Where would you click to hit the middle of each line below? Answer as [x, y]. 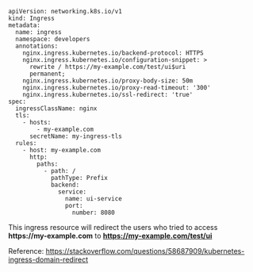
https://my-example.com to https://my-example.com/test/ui [110, 236]
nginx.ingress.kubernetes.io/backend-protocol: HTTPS [113, 53]
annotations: [37, 46]
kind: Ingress [32, 18]
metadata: [25, 25]
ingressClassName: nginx [56, 109]
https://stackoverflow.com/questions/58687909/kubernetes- [145, 251]
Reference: [26, 251]
